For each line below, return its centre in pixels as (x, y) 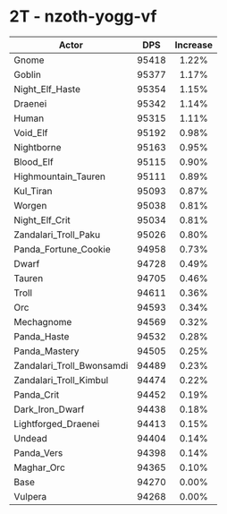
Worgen (30, 205)
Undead (30, 438)
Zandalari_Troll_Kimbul (61, 380)
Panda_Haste (42, 336)
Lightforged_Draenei (57, 424)
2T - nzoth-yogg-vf (83, 17)
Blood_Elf (34, 161)
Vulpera (30, 496)
